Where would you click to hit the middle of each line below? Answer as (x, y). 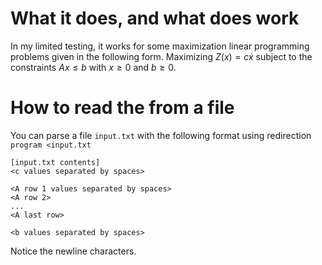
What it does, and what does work (155, 18)
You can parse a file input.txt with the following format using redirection (161, 135)
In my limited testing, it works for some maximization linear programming (160, 46)
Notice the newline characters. (73, 251)
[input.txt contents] (55, 162)
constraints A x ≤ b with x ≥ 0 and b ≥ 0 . (93, 67)
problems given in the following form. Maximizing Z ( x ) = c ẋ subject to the (161, 56)
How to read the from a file (122, 108)
